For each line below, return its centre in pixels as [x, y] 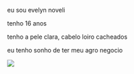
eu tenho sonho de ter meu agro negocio [65, 50]
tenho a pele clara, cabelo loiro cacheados [67, 37]
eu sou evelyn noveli [36, 10]
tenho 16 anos [27, 23]
